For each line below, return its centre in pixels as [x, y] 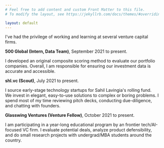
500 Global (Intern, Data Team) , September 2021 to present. [66, 51]
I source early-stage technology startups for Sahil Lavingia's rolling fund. [78, 90]
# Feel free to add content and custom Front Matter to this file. [75, 10]
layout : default [21, 23]
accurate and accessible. [30, 71]
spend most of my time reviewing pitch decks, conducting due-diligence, [79, 101]
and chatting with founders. [33, 106]
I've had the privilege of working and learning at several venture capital [77, 37]
